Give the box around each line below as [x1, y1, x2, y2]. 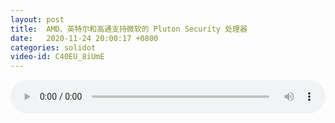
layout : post [10, 14, 65, 25]
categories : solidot [10, 42, 97, 53]
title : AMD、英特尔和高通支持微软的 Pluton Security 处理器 [10, 24, 248, 34]
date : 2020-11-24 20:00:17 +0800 [10, 33, 159, 43]
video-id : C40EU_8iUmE [10, 52, 105, 62]
